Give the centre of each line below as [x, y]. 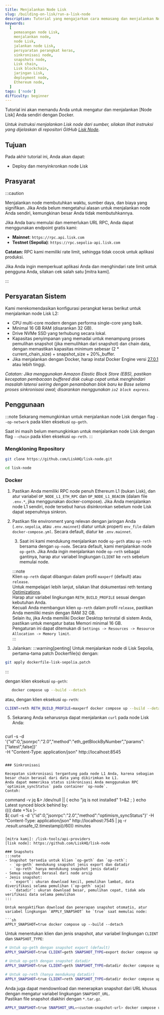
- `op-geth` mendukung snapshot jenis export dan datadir [70, 865]
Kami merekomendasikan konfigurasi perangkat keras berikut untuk [73, 308]
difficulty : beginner [27, 96]
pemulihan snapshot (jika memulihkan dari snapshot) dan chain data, [81, 343]
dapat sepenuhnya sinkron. [40, 512]
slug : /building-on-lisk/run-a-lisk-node [48, 14]
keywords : [15, 23]
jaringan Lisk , [29, 73]
